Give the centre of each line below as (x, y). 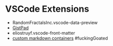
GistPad (20, 27)
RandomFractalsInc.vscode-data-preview (55, 23)
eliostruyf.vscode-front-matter (44, 33)
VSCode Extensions (47, 9)
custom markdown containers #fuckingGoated (60, 38)
